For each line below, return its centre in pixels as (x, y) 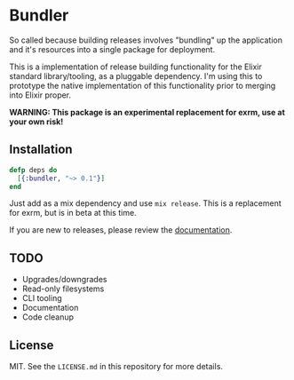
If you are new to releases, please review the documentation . (121, 230)
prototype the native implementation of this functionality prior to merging (143, 85)
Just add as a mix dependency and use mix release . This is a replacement (145, 203)
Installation (41, 150)
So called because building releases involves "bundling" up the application (146, 40)
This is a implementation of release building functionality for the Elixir (135, 67)
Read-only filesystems (63, 289)
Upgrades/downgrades (64, 280)
